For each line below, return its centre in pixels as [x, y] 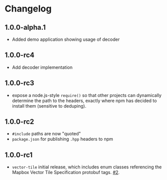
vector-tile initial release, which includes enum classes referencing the [87, 167]
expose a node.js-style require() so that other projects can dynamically [87, 95]
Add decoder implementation [42, 67]
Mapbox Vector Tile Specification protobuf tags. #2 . [66, 172]
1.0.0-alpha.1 [25, 27]
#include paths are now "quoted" [46, 134]
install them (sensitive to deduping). [49, 106]
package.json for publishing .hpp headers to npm [63, 139]
